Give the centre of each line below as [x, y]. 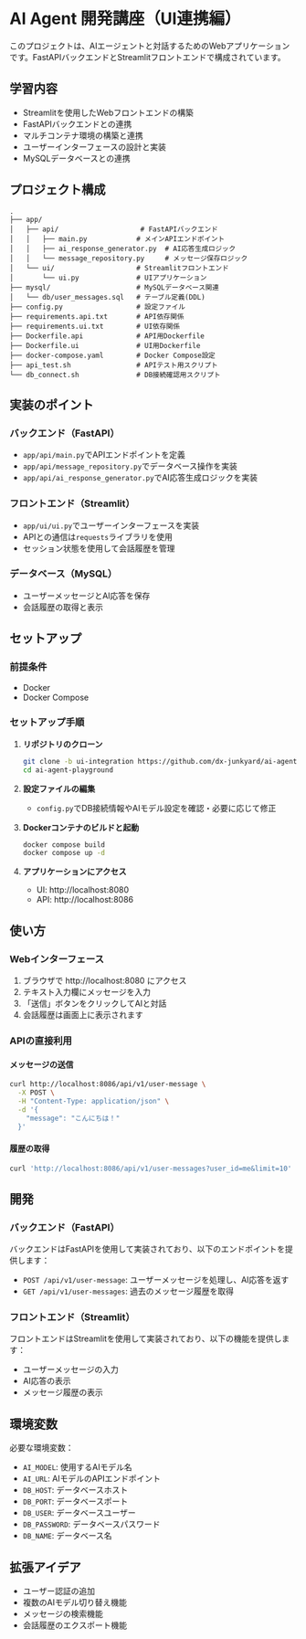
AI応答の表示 [47, 1381]
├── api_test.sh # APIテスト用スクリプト [114, 365]
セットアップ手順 [47, 723]
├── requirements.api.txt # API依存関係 [97, 316]
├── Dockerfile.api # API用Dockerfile [107, 336]
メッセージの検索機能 [63, 1614]
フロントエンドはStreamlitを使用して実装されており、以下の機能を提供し [146, 1338]
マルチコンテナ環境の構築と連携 [83, 135]
